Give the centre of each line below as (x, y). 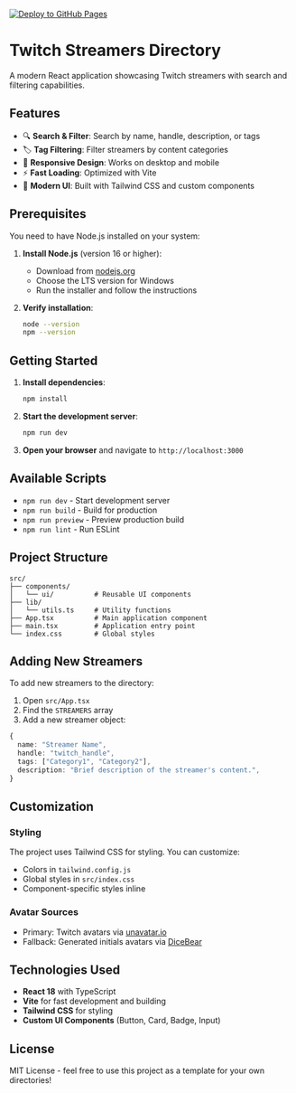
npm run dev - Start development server (96, 500)
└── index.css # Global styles (82, 634)
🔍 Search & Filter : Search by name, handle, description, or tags (141, 136)
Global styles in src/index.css (79, 879)
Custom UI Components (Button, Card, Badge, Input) (121, 1021)
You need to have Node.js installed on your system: (105, 236)
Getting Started (54, 360)
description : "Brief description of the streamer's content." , (139, 770)
